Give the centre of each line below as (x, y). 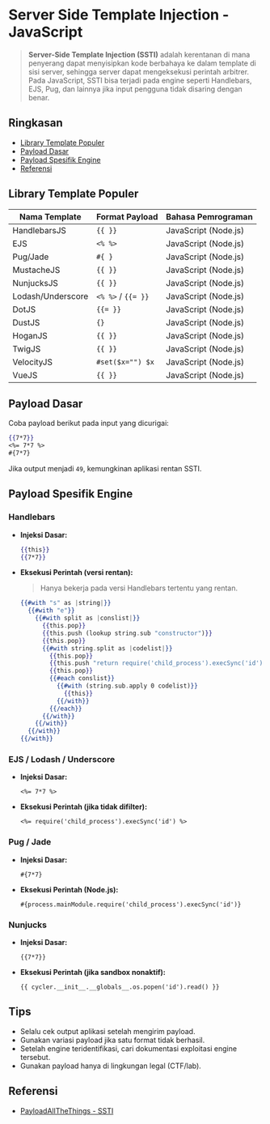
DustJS (26, 322)
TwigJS (27, 348)
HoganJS (30, 335)
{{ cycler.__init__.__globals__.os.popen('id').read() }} (120, 987)
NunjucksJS (36, 283)
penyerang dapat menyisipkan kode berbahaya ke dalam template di (142, 63)
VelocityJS (32, 362)
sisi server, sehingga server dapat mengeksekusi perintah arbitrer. (138, 71)
